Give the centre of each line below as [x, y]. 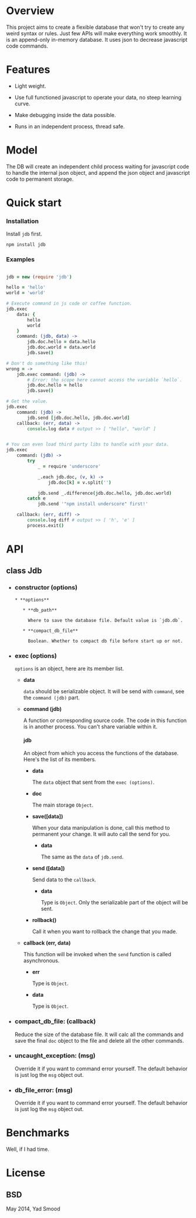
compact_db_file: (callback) [55, 1021]
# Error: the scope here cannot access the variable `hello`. [105, 380]
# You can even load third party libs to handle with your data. [87, 445]
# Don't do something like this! [47, 363]
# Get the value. [27, 401]
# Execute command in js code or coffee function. [69, 304]
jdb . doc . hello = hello [55, 385]
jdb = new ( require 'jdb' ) [39, 277]
